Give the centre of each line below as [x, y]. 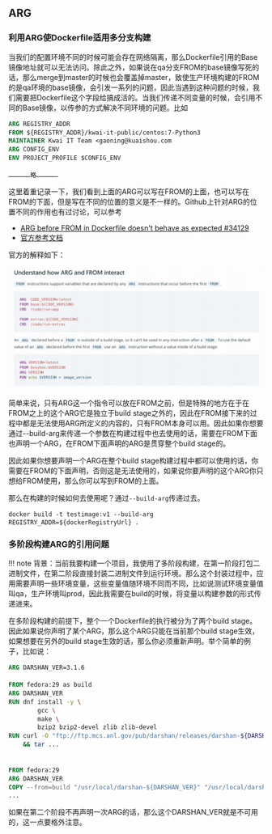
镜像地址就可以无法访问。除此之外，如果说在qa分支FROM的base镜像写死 [130, 67]
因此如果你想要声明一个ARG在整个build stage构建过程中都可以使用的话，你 [134, 460]
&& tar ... [41, 745]
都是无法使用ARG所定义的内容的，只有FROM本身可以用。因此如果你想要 [143, 423]
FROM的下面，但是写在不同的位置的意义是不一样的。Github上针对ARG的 [130, 201]
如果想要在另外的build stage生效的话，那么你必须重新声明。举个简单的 [126, 641]
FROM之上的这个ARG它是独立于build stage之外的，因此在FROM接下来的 [130, 413]
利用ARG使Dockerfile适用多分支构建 [80, 38]
